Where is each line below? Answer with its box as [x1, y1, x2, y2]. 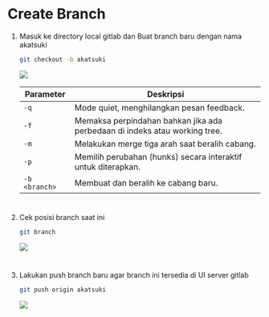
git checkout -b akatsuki [18, 55, 106, 63]
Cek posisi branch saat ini [18, 213, 105, 221]
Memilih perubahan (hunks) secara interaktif [74, 151, 243, 162]
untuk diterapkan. [74, 161, 141, 173]
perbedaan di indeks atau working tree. [74, 125, 222, 136]
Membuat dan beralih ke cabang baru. [74, 177, 218, 189]
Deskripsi [146, 88, 185, 100]
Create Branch [7, 5, 106, 23]
